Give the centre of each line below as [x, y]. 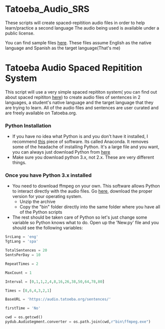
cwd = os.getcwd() [24, 317]
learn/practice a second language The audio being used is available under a [82, 28]
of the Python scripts [41, 212]
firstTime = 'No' [23, 308]
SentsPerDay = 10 [23, 255]
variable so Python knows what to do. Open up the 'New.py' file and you [85, 223]
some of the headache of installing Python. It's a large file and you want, [86, 147]
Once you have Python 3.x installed [49, 175]
